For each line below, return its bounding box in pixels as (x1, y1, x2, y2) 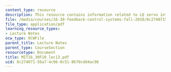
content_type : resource (5, 7, 56, 13)
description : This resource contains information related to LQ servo (5, 12, 158, 17)
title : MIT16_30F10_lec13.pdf (5, 54, 70, 60)
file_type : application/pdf (5, 21, 65, 27)
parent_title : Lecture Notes (5, 41, 67, 46)
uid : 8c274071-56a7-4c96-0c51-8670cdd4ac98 (5, 59, 99, 64)
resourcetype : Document (5, 50, 56, 55)
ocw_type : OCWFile (5, 36, 44, 41)
